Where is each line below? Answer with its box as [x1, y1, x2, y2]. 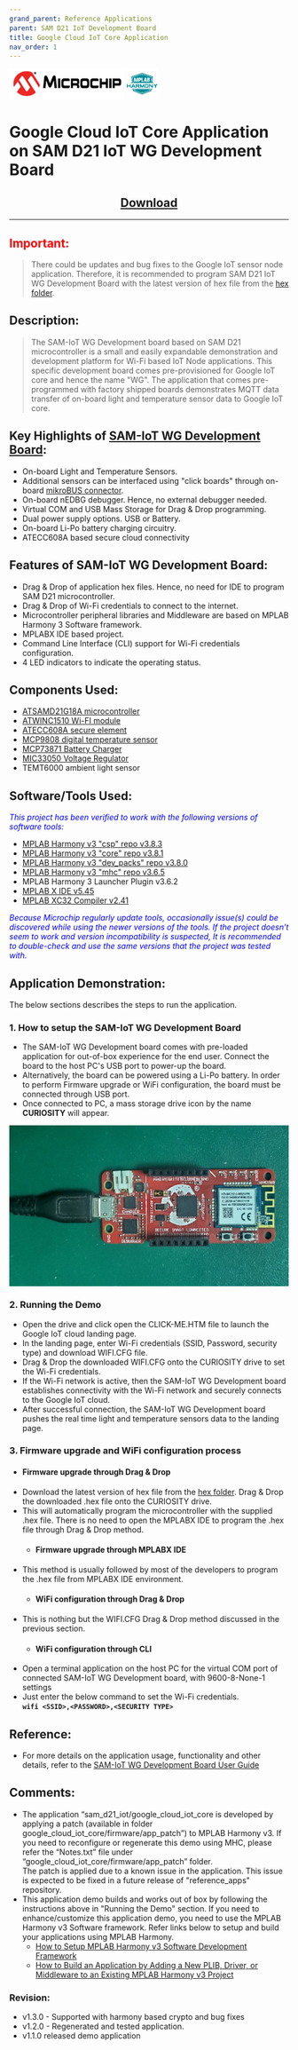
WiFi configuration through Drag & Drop [35, 1594, 184, 1604]
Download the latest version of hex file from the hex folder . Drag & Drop [21, 1486, 284, 1497]
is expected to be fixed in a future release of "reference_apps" [21, 1874, 251, 1886]
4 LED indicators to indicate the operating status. [21, 657, 201, 668]
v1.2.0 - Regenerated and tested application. [21, 2021, 184, 2032]
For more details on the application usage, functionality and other [21, 1750, 262, 1761]
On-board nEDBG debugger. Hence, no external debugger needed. [21, 494, 268, 505]
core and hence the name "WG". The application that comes [30, 374, 251, 385]
